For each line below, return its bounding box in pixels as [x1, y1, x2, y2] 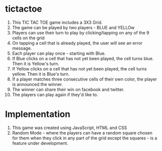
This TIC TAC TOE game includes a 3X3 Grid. [12, 19, 103, 25]
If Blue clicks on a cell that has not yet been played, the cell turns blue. [12, 55, 154, 61]
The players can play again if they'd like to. [12, 91, 98, 98]
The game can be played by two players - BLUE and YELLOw [12, 24, 135, 30]
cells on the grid [12, 35, 45, 41]
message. [12, 45, 32, 51]
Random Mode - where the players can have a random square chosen [12, 130, 153, 135]
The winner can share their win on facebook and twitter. [12, 86, 125, 92]
